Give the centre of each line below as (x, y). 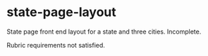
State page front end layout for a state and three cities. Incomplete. (104, 31)
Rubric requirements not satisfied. (56, 45)
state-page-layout (62, 12)
